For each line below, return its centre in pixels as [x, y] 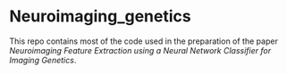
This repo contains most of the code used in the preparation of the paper [144, 41]
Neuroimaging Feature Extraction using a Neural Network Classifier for [140, 50]
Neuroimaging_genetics [100, 16]
